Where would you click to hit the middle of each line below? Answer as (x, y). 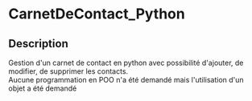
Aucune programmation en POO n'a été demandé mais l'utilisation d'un (126, 80)
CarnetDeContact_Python (97, 14)
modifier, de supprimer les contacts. (68, 71)
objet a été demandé (43, 88)
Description (38, 44)
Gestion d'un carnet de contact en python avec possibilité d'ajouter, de (126, 63)
